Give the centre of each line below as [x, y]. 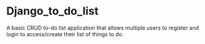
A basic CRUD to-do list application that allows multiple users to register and [103, 28]
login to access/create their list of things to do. [65, 34]
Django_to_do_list [53, 11]
